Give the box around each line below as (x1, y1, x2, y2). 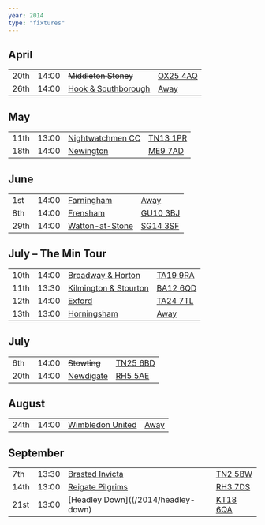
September (8, 446, 65, 459)
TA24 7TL (156, 295, 194, 306)
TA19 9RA (156, 269, 195, 280)
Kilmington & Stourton (68, 282, 149, 293)
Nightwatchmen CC (68, 133, 141, 144)
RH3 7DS (215, 482, 251, 493)
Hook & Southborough (68, 84, 151, 95)
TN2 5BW (215, 469, 253, 480)
